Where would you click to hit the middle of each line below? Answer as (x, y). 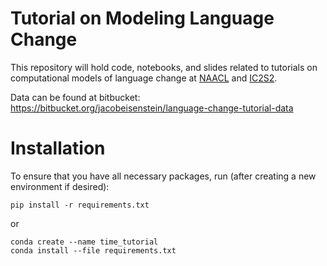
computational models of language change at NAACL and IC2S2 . (144, 78)
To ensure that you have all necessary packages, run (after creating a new (163, 176)
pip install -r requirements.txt (80, 205)
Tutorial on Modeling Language (142, 18)
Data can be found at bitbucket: (75, 97)
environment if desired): (60, 186)
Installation (58, 148)
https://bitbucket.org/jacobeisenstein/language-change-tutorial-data (152, 108)
